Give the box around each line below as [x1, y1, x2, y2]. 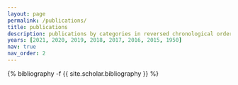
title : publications [7, 23, 69, 30]
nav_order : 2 [7, 50, 46, 57]
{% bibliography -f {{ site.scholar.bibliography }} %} [7, 69, 159, 78]
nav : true [7, 43, 37, 50]
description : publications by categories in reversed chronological [7, 30, 214, 38]
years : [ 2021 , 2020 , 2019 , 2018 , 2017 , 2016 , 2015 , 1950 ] [7, 37, 183, 44]
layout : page [7, 10, 46, 18]
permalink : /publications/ [7, 17, 87, 24]
